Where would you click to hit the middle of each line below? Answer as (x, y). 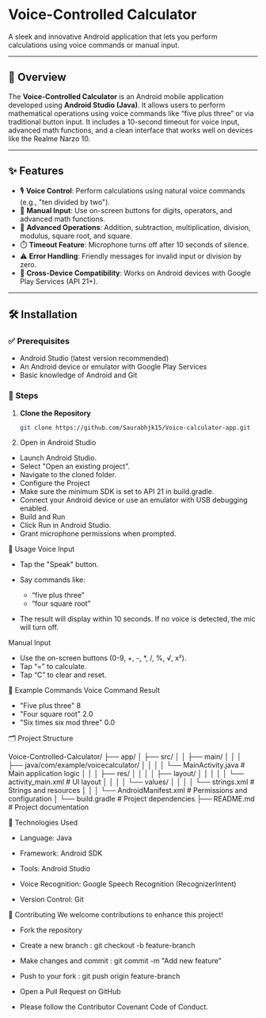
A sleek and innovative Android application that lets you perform (113, 36)
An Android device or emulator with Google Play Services (113, 367)
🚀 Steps (23, 396)
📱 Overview (37, 77)
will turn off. (39, 627)
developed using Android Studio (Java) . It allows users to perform (117, 105)
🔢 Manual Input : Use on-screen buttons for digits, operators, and (126, 210)
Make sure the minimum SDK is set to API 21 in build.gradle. (117, 492)
